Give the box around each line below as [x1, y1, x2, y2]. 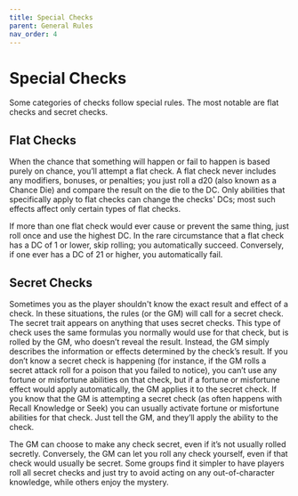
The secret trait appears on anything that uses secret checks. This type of [9, 317, 281, 328]
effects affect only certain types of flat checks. [9, 204, 181, 215]
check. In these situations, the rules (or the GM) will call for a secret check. [9, 308, 284, 319]
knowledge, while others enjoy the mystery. [9, 476, 169, 487]
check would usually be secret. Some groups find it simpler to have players [9, 458, 285, 468]
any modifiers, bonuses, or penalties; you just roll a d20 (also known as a [9, 175, 278, 186]
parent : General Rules [9, 21, 93, 30]
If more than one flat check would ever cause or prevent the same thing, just [9, 221, 289, 232]
